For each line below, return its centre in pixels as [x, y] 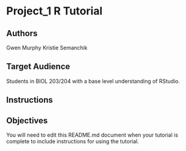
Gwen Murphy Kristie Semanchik [47, 48]
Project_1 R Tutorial [54, 11]
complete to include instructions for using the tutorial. [73, 141]
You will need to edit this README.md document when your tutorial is [92, 135]
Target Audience [38, 66]
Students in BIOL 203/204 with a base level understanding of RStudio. [93, 81]
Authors [22, 33]
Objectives [27, 121]
